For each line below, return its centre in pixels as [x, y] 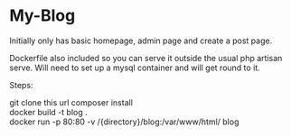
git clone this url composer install [71, 102]
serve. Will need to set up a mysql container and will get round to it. [135, 68]
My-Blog [42, 16]
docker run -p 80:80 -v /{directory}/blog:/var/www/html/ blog [124, 122]
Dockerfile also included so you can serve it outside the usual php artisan [146, 58]
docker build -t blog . [48, 112]
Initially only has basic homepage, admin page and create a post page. [141, 41]
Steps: [21, 85]
